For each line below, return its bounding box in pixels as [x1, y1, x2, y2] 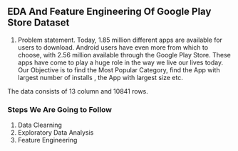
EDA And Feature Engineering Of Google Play [7, 6, 212, 18]
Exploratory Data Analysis [17, 128, 94, 137]
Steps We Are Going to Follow [7, 104, 113, 114]
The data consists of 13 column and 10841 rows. [7, 86, 148, 95]
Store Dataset [7, 17, 70, 29]
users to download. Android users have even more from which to [17, 43, 209, 52]
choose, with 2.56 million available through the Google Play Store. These [17, 50, 232, 59]
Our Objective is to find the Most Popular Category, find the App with [17, 65, 220, 74]
